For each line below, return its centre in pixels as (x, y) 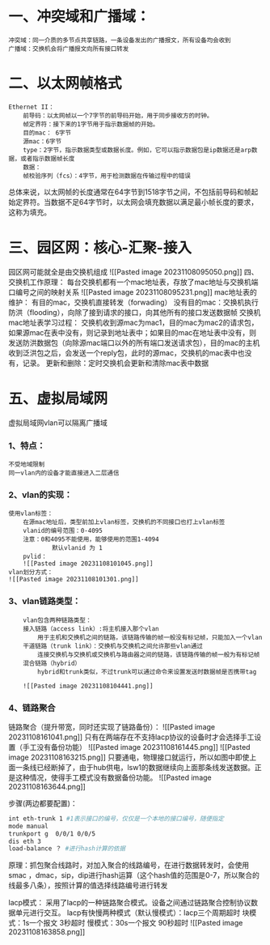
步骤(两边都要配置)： (43, 803)
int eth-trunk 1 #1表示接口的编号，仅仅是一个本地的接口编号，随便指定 (116, 819)
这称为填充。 (30, 212)
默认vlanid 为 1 (77, 548)
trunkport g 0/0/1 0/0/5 (52, 834)
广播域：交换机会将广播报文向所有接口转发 (69, 49)
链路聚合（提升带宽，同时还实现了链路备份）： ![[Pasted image (112, 726)
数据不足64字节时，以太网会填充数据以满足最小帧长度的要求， (154, 202)
